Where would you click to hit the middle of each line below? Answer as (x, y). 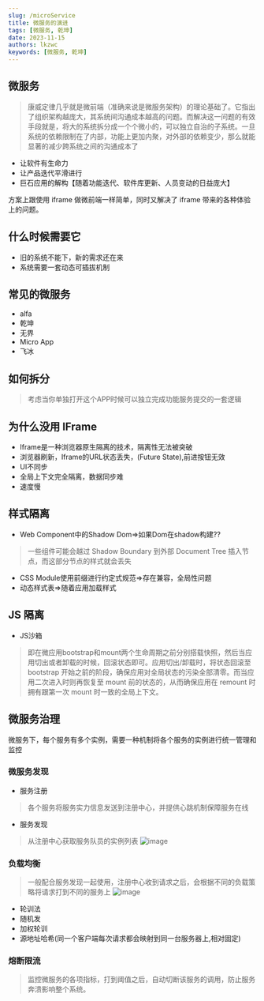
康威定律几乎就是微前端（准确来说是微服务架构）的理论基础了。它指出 (141, 107)
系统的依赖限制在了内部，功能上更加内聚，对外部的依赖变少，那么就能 (141, 136)
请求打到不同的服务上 (76, 892)
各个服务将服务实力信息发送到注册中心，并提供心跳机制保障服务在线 (138, 807)
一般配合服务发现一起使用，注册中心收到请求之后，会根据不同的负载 (138, 882)
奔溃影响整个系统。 (59, 989)
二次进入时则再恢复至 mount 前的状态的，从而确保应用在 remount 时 (145, 682)
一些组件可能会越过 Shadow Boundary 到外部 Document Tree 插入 (135, 551)
